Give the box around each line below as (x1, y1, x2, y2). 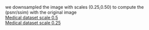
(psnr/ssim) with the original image (5, 9, 77, 15)
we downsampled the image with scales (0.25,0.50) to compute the (5, 4, 144, 10)
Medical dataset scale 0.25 (5, 20, 61, 26)
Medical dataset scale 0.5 (5, 15, 58, 20)
